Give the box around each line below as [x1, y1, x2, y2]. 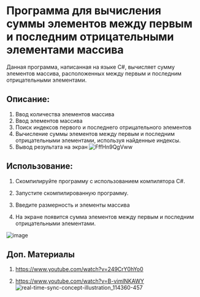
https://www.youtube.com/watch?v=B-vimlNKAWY [15, 277, 144, 285]
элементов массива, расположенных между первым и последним [6, 69, 182, 77]
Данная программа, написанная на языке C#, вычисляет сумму [6, 63, 175, 71]
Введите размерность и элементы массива [15, 201, 130, 208]
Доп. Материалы [6, 249, 75, 259]
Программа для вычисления [6, 4, 161, 18]
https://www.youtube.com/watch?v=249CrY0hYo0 [15, 266, 144, 273]
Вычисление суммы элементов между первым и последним [15, 130, 175, 137]
